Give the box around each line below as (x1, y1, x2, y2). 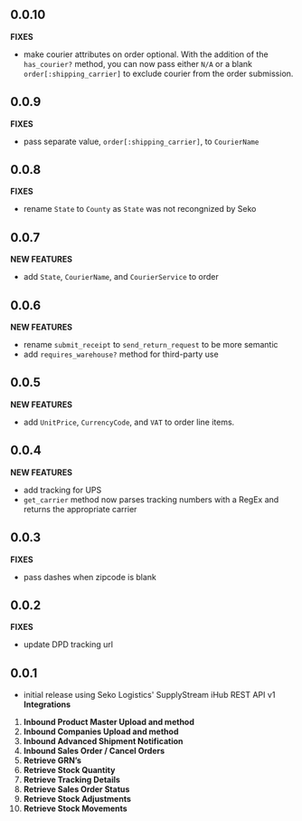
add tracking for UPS (23, 484, 102, 495)
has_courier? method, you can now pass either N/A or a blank (23, 58, 252, 69)
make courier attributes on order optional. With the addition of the (23, 49, 269, 60)
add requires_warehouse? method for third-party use (23, 348, 220, 360)
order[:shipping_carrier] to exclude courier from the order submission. (23, 68, 294, 79)
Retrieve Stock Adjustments (23, 794, 132, 805)
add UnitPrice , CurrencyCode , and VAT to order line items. (23, 416, 235, 427)
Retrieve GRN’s (23, 755, 82, 766)
